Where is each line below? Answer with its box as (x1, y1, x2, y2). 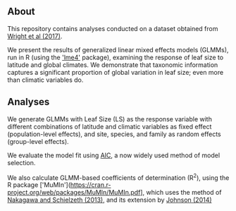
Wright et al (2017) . (7, 32, 63, 40)
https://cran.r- (70, 181, 111, 189)
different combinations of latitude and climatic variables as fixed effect (7, 122, 212, 131)
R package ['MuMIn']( (7, 181, 71, 189)
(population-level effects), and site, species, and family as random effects (7, 130, 221, 138)
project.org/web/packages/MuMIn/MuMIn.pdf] (7, 188, 143, 197)
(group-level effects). (7, 137, 69, 145)
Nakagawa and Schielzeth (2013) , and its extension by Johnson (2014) (7, 195, 213, 204)
